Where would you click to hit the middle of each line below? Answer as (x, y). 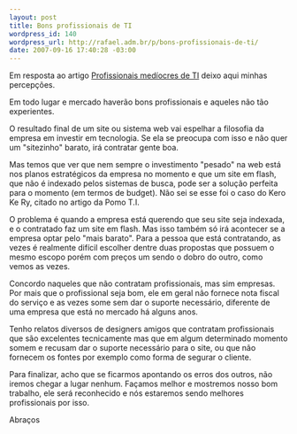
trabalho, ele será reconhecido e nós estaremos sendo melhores (127, 393)
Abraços (25, 420)
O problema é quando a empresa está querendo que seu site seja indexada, (147, 220)
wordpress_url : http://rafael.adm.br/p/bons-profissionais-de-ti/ (134, 42)
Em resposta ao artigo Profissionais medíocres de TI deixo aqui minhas (138, 75)
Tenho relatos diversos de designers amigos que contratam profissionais (142, 329)
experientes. (32, 112)
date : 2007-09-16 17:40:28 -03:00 (73, 50)
